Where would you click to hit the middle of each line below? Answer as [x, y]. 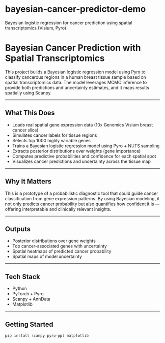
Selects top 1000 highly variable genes [51, 140]
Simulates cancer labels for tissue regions [55, 135]
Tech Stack [23, 277]
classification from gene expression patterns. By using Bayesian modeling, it [82, 198]
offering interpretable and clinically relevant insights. [58, 209]
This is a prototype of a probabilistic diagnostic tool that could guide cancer [82, 193]
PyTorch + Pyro [28, 294]
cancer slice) [25, 130]
